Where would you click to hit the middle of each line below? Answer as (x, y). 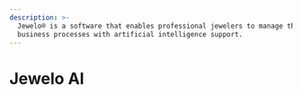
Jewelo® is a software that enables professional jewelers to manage (150, 26)
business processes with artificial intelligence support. (130, 34)
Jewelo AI (47, 78)
